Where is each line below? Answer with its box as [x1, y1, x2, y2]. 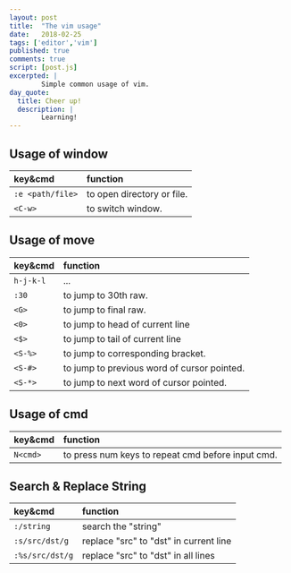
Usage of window [9, 146, 109, 161]
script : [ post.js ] [9, 64, 78, 73]
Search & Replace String [9, 478, 147, 493]
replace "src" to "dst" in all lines [81, 550, 216, 562]
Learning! [41, 113, 78, 122]
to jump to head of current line [62, 318, 190, 330]
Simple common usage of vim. [41, 80, 150, 89]
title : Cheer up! [17, 96, 82, 106]
